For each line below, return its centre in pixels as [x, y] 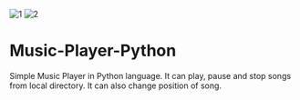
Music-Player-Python [93, 51]
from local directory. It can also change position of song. [115, 85]
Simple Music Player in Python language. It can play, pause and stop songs [150, 75]
